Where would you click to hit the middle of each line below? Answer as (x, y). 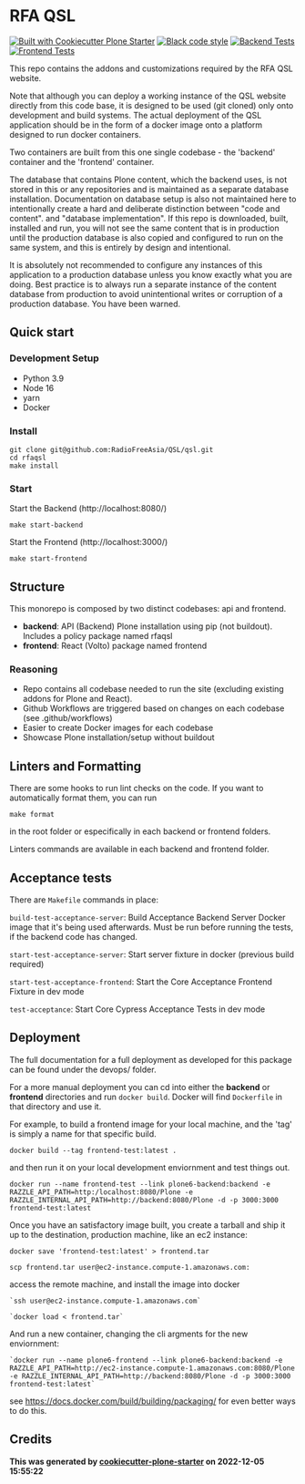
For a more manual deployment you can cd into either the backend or (140, 1087)
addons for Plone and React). (77, 699)
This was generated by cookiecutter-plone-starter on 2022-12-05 (137, 1461)
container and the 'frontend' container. (82, 161)
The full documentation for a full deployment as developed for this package (151, 1059)
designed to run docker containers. (75, 134)
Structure (37, 587)
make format (32, 815)
